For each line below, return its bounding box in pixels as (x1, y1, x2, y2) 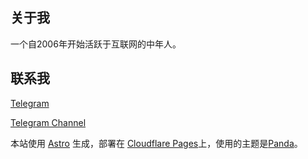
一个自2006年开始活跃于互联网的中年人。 (10, 38, 182, 50)
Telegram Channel (10, 116, 87, 128)
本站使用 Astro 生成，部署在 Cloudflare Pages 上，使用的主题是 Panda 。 (10, 137, 303, 149)
